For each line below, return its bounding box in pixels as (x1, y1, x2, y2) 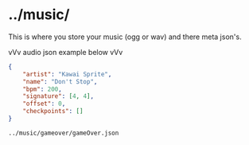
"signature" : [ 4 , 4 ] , (22, 92, 94, 100)
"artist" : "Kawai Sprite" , (22, 70, 112, 78)
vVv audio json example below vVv (8, 47, 123, 57)
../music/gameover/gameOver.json (8, 129, 119, 137)
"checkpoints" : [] (22, 108, 84, 116)
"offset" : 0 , (22, 100, 66, 108)
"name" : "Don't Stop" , (22, 77, 98, 85)
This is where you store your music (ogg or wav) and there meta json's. (8, 32, 242, 41)
